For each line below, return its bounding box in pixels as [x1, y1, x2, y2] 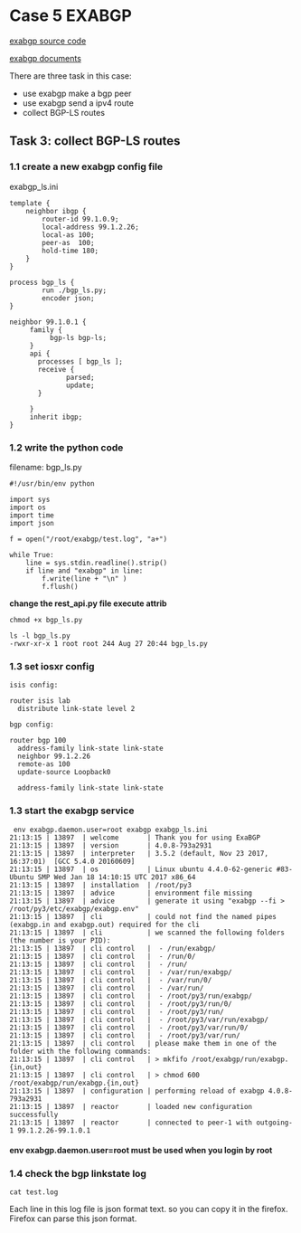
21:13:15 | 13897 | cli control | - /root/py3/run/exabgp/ [9, 991, 253, 1001]
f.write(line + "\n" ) [42, 574, 127, 583]
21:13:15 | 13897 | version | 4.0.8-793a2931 [9, 840, 212, 850]
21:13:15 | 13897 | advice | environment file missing [9, 888, 253, 897]
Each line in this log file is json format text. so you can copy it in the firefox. [9, 1204, 288, 1215]
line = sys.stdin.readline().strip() [25, 558, 168, 567]
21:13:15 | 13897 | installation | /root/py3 [9, 880, 193, 889]
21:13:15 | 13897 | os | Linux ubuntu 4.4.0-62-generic [9, 865, 273, 874]
